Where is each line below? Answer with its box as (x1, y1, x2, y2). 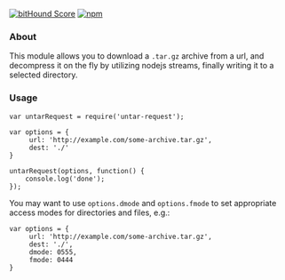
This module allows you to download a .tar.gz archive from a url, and (9, 51, 265, 61)
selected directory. (9, 69, 78, 80)
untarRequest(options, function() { (9, 166, 145, 175)
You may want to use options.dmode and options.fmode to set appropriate (9, 197, 277, 208)
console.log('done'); (25, 174, 105, 183)
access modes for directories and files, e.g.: (9, 207, 170, 218)
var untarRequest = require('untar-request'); (9, 112, 185, 121)
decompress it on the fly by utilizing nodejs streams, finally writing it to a (9, 60, 274, 71)
